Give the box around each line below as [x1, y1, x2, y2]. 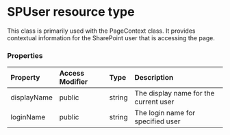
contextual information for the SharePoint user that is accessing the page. [7, 33, 216, 42]
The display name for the [134, 89, 215, 98]
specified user [134, 117, 181, 126]
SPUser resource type [7, 4, 135, 20]
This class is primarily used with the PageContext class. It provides [7, 27, 196, 35]
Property [10, 73, 40, 82]
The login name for [134, 108, 196, 118]
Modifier [59, 77, 88, 87]
